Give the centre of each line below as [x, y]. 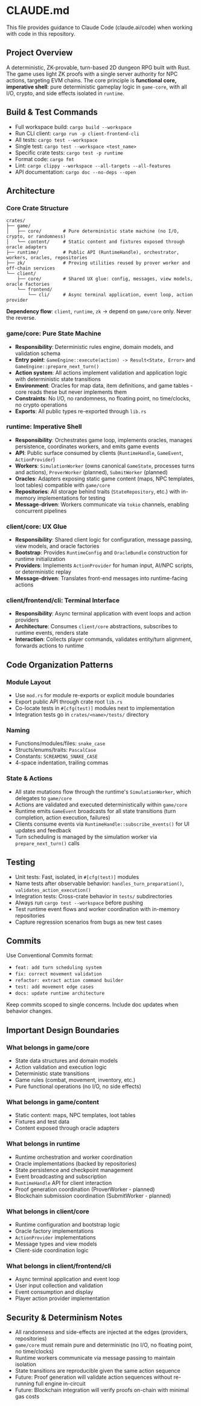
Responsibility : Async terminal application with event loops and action [103, 614]
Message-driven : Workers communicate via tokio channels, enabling [102, 504]
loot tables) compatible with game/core [62, 485]
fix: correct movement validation [58, 974]
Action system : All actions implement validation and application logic [101, 373]
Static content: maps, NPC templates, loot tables [75, 1115]
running [25, 1384]
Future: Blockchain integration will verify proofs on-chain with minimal [102, 1390]
